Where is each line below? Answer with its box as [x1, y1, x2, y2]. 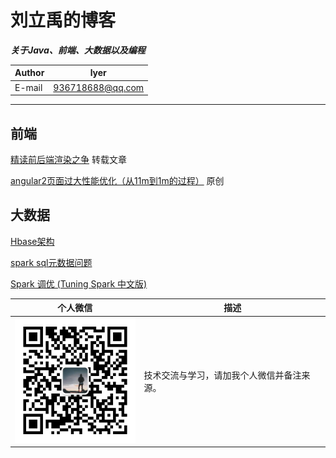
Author [14, 67, 45, 79]
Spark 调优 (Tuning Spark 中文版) [10, 277, 148, 290]
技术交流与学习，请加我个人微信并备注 [143, 369, 302, 381]
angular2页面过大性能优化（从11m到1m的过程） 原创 [10, 175, 225, 186]
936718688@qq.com [53, 81, 145, 93]
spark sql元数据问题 [10, 256, 93, 268]
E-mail [14, 81, 43, 93]
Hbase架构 [10, 235, 55, 247]
